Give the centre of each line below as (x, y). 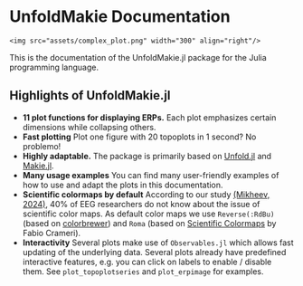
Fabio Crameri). (52, 233)
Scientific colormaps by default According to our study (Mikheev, (146, 194)
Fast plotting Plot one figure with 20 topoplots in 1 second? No (139, 137)
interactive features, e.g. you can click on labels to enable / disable (147, 262)
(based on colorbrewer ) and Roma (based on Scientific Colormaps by (149, 223)
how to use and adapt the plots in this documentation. (123, 185)
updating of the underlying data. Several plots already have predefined (154, 252)
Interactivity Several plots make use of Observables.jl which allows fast (158, 243)
